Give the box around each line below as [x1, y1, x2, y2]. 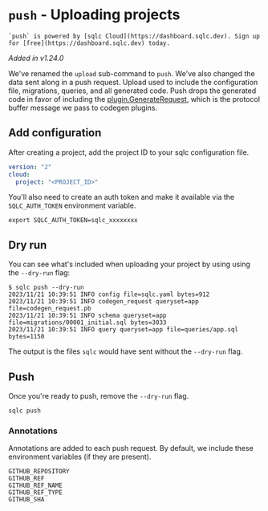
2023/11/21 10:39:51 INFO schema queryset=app [8, 311, 167, 320]
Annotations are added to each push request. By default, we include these [8, 444, 254, 453]
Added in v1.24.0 [8, 53, 64, 63]
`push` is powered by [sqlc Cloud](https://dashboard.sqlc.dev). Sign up [8, 32, 261, 40]
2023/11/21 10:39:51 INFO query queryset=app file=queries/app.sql [8, 326, 239, 334]
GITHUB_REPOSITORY [8, 468, 70, 476]
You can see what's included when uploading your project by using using [8, 259, 251, 270]
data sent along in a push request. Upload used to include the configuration [8, 77, 258, 87]
